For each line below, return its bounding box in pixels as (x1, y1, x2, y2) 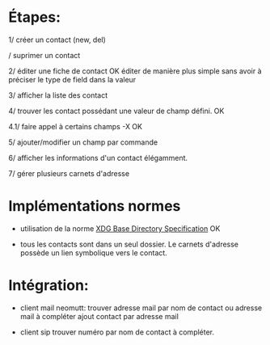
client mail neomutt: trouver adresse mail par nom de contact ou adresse (19, 303, 263, 313)
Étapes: (8, 8, 61, 27)
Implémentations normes (8, 197, 181, 216)
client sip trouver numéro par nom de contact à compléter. (19, 327, 215, 337)
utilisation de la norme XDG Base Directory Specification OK (19, 223, 221, 234)
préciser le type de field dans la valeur (8, 74, 137, 84)
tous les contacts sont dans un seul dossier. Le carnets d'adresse (19, 239, 239, 249)
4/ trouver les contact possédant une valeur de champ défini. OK (8, 106, 225, 116)
